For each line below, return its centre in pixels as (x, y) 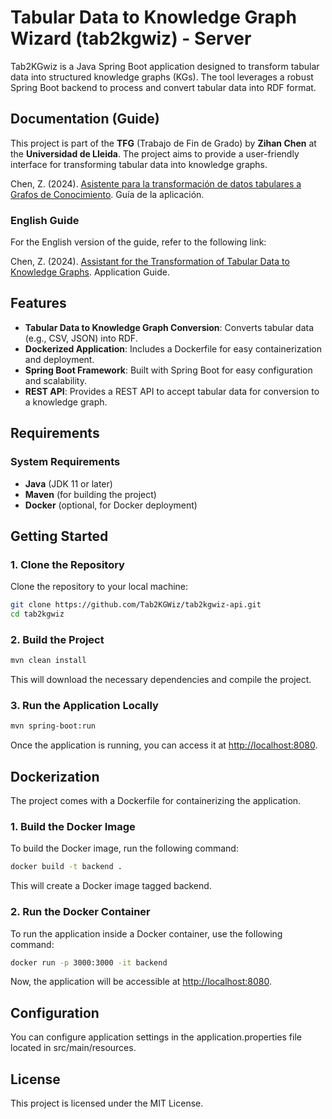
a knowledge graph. (66, 402)
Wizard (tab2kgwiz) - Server (131, 38)
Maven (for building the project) (90, 494)
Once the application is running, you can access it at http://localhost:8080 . (164, 745)
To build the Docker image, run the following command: (124, 848)
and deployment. (59, 359)
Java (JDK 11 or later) (68, 483)
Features (38, 303)
